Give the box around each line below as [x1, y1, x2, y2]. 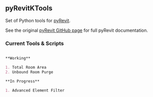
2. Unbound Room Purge [5, 69, 53, 75]
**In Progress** [5, 78, 40, 84]
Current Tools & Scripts [5, 40, 65, 47]
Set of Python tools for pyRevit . [5, 17, 71, 23]
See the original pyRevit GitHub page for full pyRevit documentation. [5, 27, 148, 33]
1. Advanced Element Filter [5, 88, 65, 93]
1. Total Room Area [5, 65, 47, 70]
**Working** [5, 56, 30, 61]
